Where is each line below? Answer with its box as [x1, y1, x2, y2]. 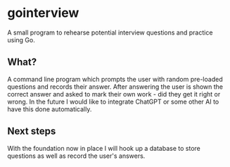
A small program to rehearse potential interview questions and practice [7, 28, 213, 37]
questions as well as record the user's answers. [7, 151, 146, 160]
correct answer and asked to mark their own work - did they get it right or [7, 89, 221, 98]
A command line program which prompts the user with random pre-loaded [7, 75, 223, 83]
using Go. [7, 35, 35, 44]
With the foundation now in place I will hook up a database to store [7, 144, 200, 152]
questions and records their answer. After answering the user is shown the [7, 82, 224, 91]
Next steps [7, 125, 56, 137]
